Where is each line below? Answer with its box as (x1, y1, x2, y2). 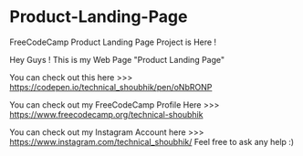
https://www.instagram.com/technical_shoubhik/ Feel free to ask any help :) (9, 136, 295, 147)
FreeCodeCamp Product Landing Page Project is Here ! (9, 36, 217, 47)
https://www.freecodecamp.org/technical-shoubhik (9, 109, 204, 120)
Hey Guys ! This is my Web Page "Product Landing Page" (9, 54, 225, 65)
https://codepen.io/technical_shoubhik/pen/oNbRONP (9, 81, 213, 92)
